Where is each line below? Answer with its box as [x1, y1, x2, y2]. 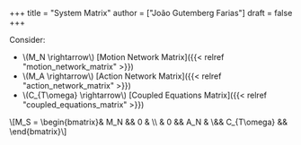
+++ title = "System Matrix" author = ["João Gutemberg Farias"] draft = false [9, 8, 293, 18]
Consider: [9, 35, 46, 45]
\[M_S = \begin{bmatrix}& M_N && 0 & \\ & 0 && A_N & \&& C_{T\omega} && [9, 116, 288, 127]
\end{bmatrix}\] [9, 126, 67, 137]
